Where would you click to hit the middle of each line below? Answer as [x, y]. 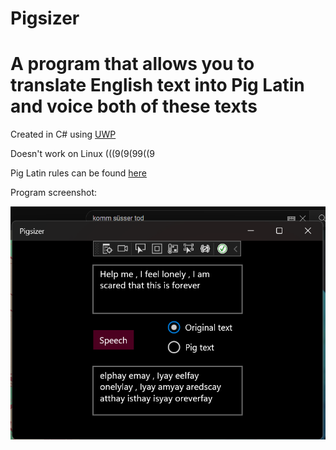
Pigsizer [45, 18]
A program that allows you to [132, 64]
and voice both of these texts [134, 106]
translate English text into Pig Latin [157, 85]
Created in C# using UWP [63, 134]
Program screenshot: [53, 193]
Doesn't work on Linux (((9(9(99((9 [82, 154]
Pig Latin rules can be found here [78, 173]
